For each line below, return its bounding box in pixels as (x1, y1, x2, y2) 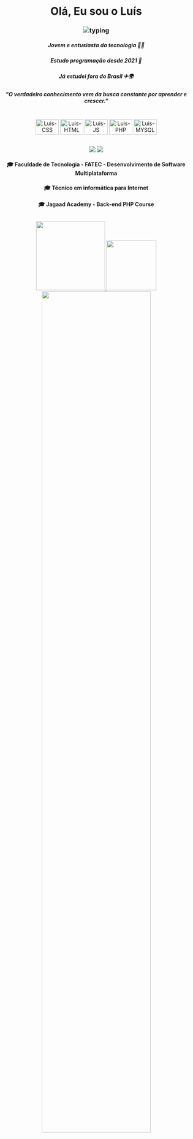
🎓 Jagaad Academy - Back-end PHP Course (38, 201, 154, 208)
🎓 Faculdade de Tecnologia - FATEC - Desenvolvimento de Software (7, 161, 186, 168)
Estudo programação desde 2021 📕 (50, 57, 142, 64)
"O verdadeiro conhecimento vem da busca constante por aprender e (5, 90, 187, 98)
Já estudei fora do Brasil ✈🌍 (58, 72, 134, 80)
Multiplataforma (75, 170, 118, 177)
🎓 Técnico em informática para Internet (44, 184, 148, 191)
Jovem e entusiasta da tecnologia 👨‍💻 (47, 41, 145, 48)
